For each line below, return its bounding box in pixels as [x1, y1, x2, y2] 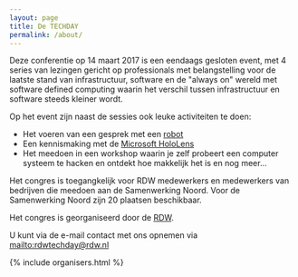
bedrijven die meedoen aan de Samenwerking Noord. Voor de [9, 185, 240, 196]
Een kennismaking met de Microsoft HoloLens [22, 138, 195, 150]
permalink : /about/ [9, 30, 83, 39]
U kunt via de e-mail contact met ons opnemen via [9, 230, 198, 241]
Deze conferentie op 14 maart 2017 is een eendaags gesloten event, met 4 [9, 55, 287, 66]
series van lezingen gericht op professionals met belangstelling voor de [9, 64, 276, 75]
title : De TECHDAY [9, 22, 79, 31]
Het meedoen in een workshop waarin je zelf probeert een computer [22, 148, 279, 159]
